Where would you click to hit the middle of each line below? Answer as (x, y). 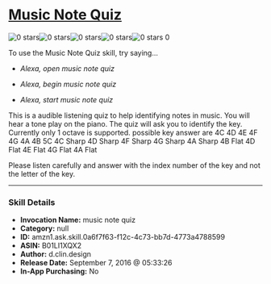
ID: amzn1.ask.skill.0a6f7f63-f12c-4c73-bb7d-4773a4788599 (123, 237)
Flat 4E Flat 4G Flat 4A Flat (53, 149)
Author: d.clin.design (55, 254)
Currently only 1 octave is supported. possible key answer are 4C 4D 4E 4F (133, 132)
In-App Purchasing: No (59, 271)
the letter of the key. (42, 173)
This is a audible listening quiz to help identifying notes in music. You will (129, 115)
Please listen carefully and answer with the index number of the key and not (134, 165)
